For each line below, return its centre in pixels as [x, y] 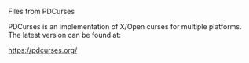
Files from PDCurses [42, 11]
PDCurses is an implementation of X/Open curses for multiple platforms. [125, 26]
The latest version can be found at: [65, 35]
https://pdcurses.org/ [43, 50]
